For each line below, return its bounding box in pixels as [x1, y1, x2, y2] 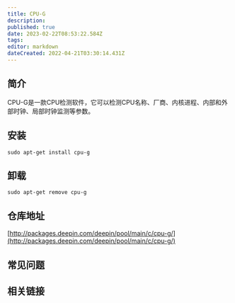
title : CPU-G [7, 10, 46, 18]
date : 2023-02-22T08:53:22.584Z [7, 30, 103, 38]
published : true [7, 23, 55, 30]
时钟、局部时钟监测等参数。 [13, 107, 94, 115]
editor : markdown [7, 43, 59, 50]
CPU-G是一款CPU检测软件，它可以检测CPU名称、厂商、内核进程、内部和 [7, 98, 222, 106]
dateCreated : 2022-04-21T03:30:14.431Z [7, 50, 125, 57]
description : [7, 17, 46, 24]
